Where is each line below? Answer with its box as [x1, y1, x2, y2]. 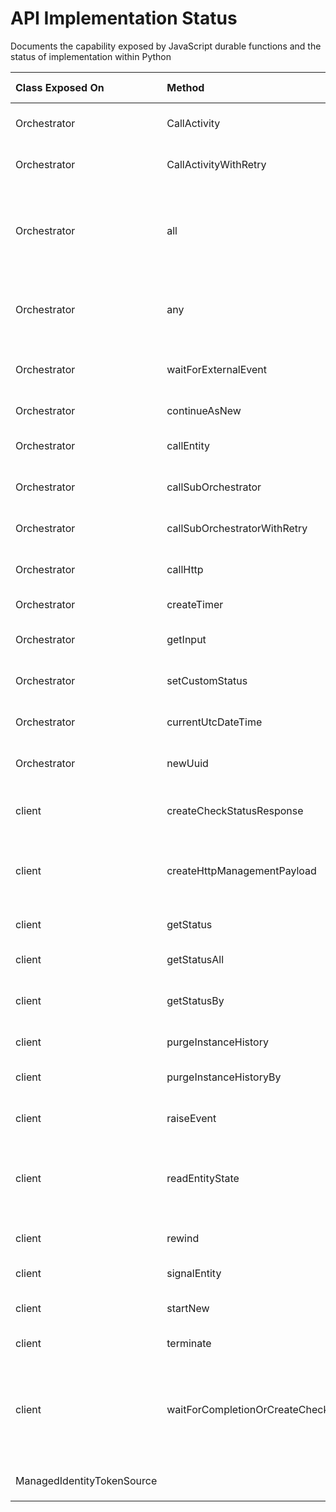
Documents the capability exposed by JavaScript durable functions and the [10, 40, 322, 52]
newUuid [166, 756, 209, 770]
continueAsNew [166, 403, 242, 417]
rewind [166, 1231, 200, 1245]
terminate [166, 1336, 212, 1350]
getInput [166, 632, 207, 646]
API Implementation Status [10, 7, 238, 30]
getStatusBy [166, 993, 225, 1007]
